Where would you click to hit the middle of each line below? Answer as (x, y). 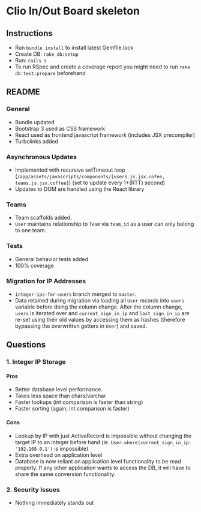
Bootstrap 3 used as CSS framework (60, 128)
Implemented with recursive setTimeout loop (70, 170)
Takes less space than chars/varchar (60, 396)
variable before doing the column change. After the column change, (99, 307)
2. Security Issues (33, 489)
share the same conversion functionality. (65, 474)
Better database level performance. (59, 390)
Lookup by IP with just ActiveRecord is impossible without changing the (103, 436)
